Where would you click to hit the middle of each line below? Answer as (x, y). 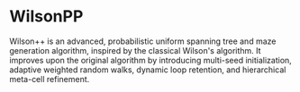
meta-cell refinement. (50, 79)
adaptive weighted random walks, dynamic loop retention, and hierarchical (148, 70)
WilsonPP (46, 17)
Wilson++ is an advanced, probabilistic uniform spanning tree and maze (143, 41)
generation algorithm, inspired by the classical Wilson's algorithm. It (135, 50)
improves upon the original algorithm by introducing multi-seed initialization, (151, 60)
